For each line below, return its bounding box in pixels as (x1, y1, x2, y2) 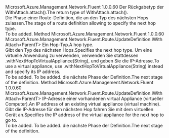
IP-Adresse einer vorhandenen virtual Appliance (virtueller (42, 95, 163, 101)
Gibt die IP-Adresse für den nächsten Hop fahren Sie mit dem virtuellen (5, 107, 153, 112)
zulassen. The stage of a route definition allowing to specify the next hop (5, 20, 156, 26)
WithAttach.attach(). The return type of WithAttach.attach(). (5, 9, 129, 15)
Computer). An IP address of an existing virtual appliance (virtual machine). (5, 101, 161, 107)
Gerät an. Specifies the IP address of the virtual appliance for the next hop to (5, 112, 164, 118)
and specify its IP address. (5, 68, 61, 75)
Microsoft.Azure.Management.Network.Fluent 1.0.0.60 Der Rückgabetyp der (5, 4, 164, 10)
